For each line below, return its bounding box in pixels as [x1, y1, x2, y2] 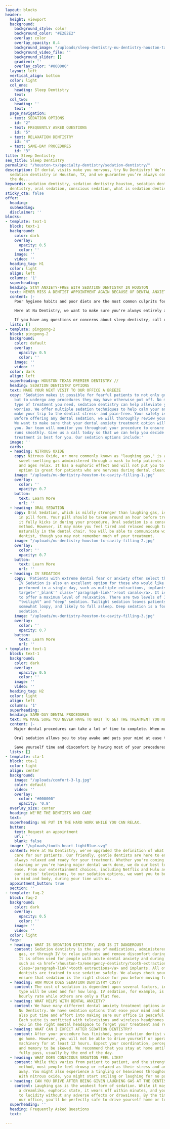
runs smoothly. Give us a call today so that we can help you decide [14, 430, 164, 435]
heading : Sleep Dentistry [14, 87, 69, 93]
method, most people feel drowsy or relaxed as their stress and [18, 1064, 159, 1070]
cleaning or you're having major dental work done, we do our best [14, 862, 159, 867]
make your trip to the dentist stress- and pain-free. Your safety [14, 411, 159, 416]
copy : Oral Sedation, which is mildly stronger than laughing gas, [14, 510, 159, 515]
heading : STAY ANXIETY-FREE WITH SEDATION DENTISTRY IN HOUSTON [10, 285, 148, 290]
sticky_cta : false [5, 191, 44, 196]
